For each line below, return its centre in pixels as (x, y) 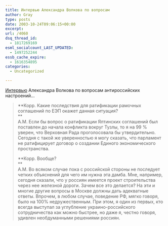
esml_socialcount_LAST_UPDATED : (39, 48)
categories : (18, 67)
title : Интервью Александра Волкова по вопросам (57, 10)
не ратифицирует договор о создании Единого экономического (87, 143)
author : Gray (19, 15)
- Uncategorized (27, 72)
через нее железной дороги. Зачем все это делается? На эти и (86, 185)
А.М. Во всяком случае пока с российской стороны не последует (89, 169)
